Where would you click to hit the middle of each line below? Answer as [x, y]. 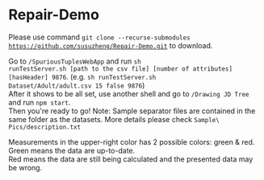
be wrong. [25, 167]
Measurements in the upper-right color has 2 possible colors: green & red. [132, 141]
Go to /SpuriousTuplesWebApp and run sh [75, 61]
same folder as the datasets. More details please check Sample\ [114, 119]
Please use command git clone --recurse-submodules [100, 37]
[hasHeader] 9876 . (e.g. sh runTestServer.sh [82, 76]
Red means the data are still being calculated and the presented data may [131, 159]
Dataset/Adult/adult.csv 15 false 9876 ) [77, 85]
